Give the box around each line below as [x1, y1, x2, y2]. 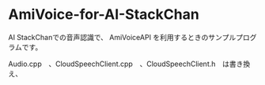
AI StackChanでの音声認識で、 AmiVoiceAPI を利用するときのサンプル [8, 32, 237, 42]
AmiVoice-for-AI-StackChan [8, 6, 199, 24]
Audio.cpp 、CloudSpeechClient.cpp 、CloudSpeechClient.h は [8, 59, 230, 68]
